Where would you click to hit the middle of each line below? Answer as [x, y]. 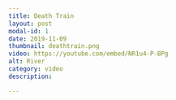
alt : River [27, 62]
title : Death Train [41, 16]
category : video [36, 69]
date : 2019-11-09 [38, 39]
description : [30, 76]
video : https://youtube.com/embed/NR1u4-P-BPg [88, 54]
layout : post [30, 24]
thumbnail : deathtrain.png [54, 46]
